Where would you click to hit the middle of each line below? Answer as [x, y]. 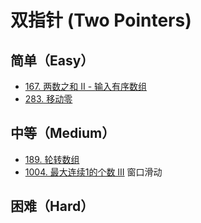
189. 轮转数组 [52, 159]
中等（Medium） [63, 133]
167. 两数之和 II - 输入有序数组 [86, 86]
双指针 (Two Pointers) [101, 20]
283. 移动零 [48, 99]
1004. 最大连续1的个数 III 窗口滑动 [93, 172]
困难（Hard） [52, 206]
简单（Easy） [52, 60]
